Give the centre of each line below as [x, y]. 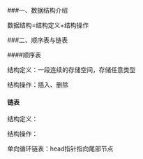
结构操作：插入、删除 [38, 85]
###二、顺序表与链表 [38, 40]
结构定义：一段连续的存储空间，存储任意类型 [71, 70]
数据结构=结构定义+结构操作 [48, 25]
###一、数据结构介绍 [38, 10]
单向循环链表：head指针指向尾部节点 [60, 148]
